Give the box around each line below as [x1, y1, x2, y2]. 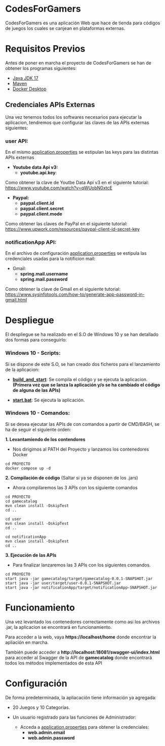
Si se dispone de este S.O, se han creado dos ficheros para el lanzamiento [5, 361, 160, 367]
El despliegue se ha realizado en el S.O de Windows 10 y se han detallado [5, 331, 158, 337]
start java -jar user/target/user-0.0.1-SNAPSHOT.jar [5, 581, 121, 586]
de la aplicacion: [5, 366, 39, 372]
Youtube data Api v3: [12, 164, 58, 170]
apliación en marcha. [5, 639, 49, 645]
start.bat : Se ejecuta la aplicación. [12, 397, 85, 403]
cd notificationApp [5, 534, 47, 539]
